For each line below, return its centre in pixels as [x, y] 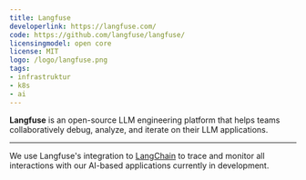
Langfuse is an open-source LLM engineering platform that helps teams [145, 120]
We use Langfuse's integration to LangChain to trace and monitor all [138, 155]
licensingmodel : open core [61, 43]
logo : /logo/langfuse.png [58, 60]
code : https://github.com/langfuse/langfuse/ [97, 35]
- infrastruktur [40, 77]
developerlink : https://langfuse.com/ [83, 26]
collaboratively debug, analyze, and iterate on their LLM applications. [139, 129]
